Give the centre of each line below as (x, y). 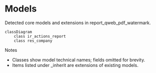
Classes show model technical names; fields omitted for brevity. (79, 60)
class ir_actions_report (40, 36)
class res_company (33, 41)
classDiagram (18, 32)
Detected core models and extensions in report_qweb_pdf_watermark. (78, 23)
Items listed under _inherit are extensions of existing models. (75, 65)
